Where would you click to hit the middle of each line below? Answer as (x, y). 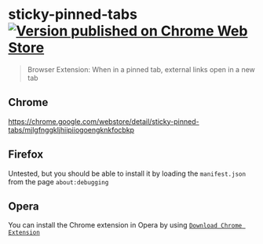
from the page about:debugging (58, 181)
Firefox (26, 155)
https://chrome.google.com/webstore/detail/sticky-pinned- (104, 121)
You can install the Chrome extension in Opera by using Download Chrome (125, 225)
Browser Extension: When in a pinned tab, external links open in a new (141, 69)
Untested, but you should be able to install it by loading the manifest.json (127, 173)
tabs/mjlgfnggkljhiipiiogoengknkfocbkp (71, 129)
